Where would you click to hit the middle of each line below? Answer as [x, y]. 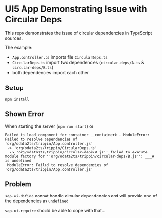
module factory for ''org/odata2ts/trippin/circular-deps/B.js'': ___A [80, 156]
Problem [18, 184]
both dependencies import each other [50, 72]
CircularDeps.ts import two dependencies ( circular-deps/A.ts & [78, 62]
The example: [19, 47]
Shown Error [24, 114]
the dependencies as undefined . [37, 201]
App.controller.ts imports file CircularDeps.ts [60, 57]
